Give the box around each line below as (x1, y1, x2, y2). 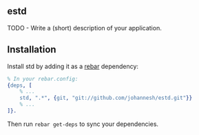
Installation (7, 44, 56, 56)
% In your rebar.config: (7, 75, 78, 82)
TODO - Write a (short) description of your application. (7, 23, 162, 32)
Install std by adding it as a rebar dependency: (7, 62, 139, 70)
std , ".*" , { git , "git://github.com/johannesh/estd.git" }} (19, 94, 193, 102)
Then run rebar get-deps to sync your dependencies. (7, 120, 159, 128)
